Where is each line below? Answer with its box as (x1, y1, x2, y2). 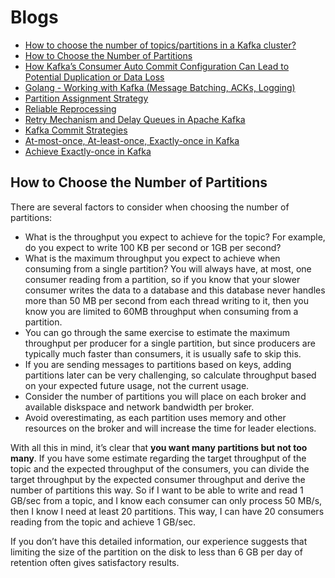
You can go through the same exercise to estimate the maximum (24, 326, 291, 338)
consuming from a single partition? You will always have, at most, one (24, 262, 312, 275)
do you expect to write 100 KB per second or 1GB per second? (24, 241, 282, 253)
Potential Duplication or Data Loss (24, 71, 165, 83)
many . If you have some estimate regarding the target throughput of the (10, 452, 307, 464)
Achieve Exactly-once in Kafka (24, 145, 152, 157)
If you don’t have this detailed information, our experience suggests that (10, 535, 308, 547)
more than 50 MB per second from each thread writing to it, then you (24, 294, 309, 306)
